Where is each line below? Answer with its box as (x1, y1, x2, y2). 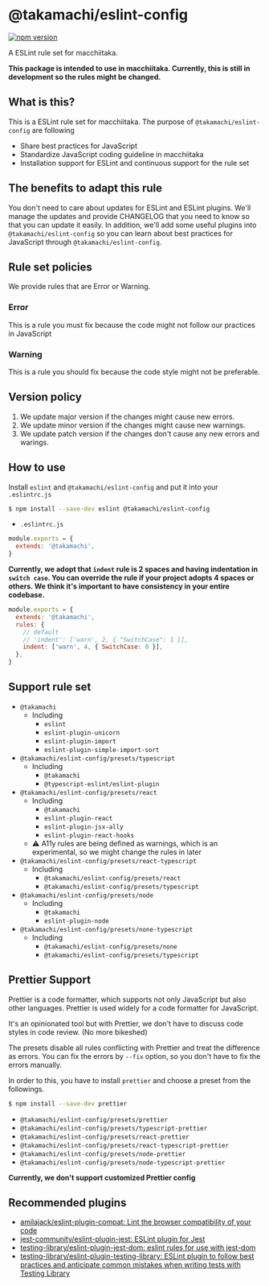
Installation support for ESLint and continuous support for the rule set (19, 158, 250, 167)
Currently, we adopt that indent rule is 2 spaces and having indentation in (8, 564, 259, 574)
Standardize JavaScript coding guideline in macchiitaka (19, 149, 204, 159)
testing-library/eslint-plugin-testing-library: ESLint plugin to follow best (19, 1251, 255, 1261)
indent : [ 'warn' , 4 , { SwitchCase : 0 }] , (22, 643, 163, 651)
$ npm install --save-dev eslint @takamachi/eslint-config (8, 505, 210, 513)
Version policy (8, 391, 82, 404)
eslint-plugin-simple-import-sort (43, 746, 160, 754)
